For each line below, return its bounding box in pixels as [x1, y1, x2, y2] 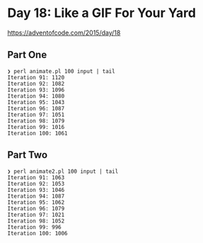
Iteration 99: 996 [7, 223, 62, 231]
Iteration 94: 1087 [7, 193, 65, 200]
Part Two [7, 149, 48, 161]
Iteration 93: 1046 [7, 186, 65, 193]
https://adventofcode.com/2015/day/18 [7, 28, 121, 37]
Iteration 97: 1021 [7, 211, 65, 218]
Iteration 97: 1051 [7, 111, 65, 118]
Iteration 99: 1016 [7, 123, 65, 130]
